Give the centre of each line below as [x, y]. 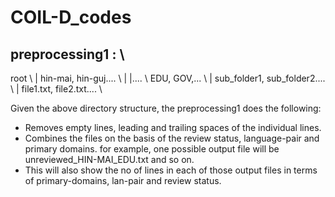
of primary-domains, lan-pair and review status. [123, 180]
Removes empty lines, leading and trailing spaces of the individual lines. [173, 127]
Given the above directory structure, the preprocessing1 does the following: [166, 108]
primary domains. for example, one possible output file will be [152, 149]
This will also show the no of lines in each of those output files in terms [171, 170]
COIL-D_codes [71, 17]
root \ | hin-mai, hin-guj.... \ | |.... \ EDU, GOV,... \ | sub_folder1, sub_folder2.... [168, 78]
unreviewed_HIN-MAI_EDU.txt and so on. [109, 159]
